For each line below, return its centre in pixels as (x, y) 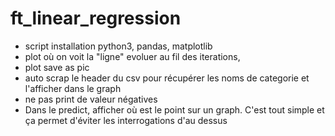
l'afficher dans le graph (73, 88)
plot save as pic (57, 67)
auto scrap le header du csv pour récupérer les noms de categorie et (167, 78)
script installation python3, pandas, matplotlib (118, 46)
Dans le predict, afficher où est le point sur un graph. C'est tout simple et (174, 109)
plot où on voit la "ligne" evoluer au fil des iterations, (132, 56)
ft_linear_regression (96, 18)
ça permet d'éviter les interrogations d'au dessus (126, 120)
